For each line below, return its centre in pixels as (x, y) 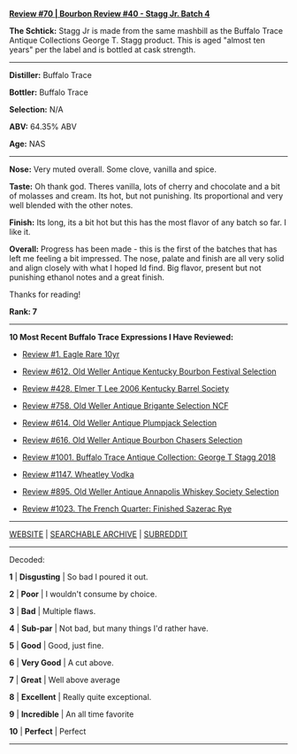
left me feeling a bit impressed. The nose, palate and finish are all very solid (147, 258)
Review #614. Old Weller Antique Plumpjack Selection (119, 423)
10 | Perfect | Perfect (48, 731)
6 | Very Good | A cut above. (61, 663)
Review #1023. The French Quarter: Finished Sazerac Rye (127, 509)
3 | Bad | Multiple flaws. (53, 611)
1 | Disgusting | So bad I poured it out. (79, 577)
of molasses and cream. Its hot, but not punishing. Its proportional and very (146, 196)
